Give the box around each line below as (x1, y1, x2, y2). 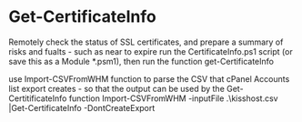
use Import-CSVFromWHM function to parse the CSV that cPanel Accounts (8, 73, 290, 84)
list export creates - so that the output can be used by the (8, 83, 225, 94)
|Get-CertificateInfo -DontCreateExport (8, 102, 156, 113)
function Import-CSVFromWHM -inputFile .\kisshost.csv (68, 93, 278, 104)
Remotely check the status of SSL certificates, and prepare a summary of (8, 36, 284, 47)
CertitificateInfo (8, 93, 67, 104)
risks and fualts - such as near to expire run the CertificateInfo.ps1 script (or (8, 46, 293, 56)
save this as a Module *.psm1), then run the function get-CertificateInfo (8, 56, 275, 66)
